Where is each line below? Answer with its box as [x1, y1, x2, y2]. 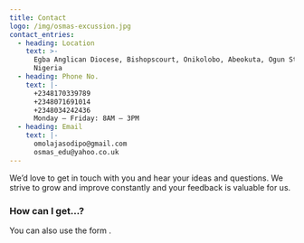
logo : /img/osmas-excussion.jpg [9, 22, 131, 31]
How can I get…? [9, 204, 84, 217]
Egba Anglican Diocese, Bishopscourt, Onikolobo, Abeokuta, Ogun [33, 55, 285, 64]
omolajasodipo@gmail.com [33, 139, 128, 148]
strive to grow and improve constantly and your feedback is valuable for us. [9, 182, 291, 192]
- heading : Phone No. [17, 72, 100, 81]
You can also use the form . [9, 225, 111, 236]
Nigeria [33, 64, 63, 73]
